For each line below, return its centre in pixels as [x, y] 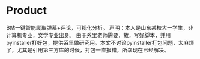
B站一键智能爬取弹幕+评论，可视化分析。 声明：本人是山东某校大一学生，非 [100, 27]
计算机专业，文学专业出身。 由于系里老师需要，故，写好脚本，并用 [89, 35]
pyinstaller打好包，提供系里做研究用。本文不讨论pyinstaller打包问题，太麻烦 [100, 42]
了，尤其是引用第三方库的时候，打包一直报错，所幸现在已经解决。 [88, 50]
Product [26, 10]
